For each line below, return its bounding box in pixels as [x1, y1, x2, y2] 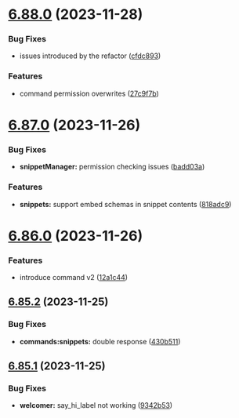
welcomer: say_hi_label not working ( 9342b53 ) [19, 401, 173, 410]
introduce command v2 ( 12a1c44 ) [19, 273, 128, 282]
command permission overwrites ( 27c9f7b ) [19, 89, 159, 98]
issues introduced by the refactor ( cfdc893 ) [19, 51, 161, 60]
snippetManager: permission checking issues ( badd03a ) [19, 162, 205, 172]
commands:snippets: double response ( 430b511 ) [19, 336, 181, 346]
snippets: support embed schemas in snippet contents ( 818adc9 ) [19, 199, 232, 209]
